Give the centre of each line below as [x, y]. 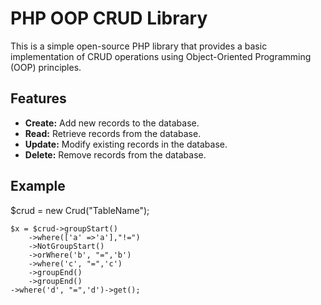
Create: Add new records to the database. [112, 123]
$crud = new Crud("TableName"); [80, 210]
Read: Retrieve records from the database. [113, 133]
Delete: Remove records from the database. [115, 154]
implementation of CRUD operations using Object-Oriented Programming [161, 56]
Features [38, 98]
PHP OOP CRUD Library [109, 18]
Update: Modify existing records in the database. [126, 144]
